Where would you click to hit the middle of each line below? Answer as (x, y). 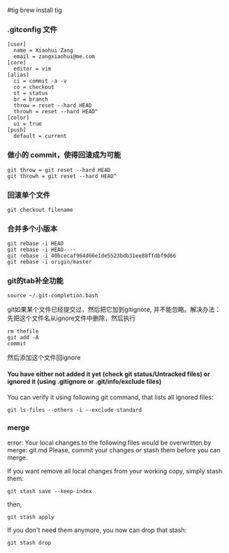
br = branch (31, 100)
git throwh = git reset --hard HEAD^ (62, 176)
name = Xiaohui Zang (43, 51)
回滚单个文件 (29, 195)
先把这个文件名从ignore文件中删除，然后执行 (72, 318)
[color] (19, 118)
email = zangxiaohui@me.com (54, 57)
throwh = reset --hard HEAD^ (56, 112)
